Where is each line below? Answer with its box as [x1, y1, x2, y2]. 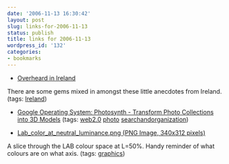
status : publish [7, 29, 54, 37]
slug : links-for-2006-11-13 [7, 23, 88, 30]
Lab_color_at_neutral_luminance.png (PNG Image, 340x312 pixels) [17, 128, 206, 136]
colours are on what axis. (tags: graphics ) [7, 149, 126, 157]
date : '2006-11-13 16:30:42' [7, 10, 91, 17]
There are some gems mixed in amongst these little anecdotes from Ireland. [7, 87, 222, 95]
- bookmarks [7, 55, 41, 62]
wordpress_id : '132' [7, 42, 67, 49]
